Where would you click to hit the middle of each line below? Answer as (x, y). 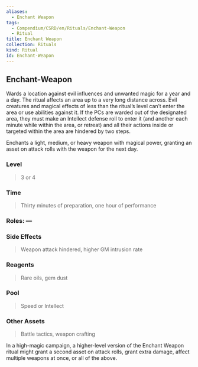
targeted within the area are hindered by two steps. (69, 131)
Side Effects (24, 236)
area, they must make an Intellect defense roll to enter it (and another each (97, 119)
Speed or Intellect (42, 306)
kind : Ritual (22, 50)
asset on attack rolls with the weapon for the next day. (72, 149)
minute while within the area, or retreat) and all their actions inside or (90, 125)
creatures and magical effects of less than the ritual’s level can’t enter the (95, 106)
